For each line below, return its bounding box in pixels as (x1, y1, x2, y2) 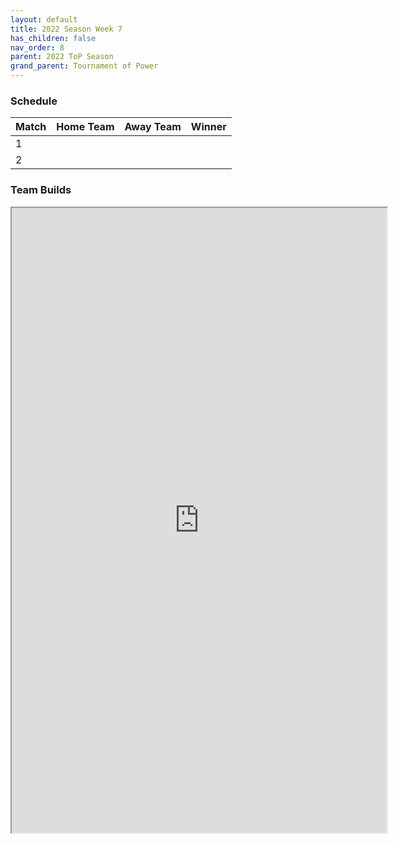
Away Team (124, 120, 182, 134)
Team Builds (10, 183, 72, 197)
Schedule (10, 94, 58, 108)
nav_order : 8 (10, 42, 65, 53)
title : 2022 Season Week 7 (10, 24, 123, 34)
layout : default (10, 14, 78, 25)
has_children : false (10, 33, 97, 43)
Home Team (56, 120, 115, 134)
